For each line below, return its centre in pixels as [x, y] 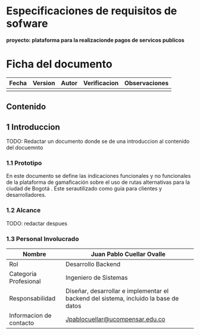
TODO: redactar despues [37, 223]
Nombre [35, 254]
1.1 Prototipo [24, 163]
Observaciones [146, 83]
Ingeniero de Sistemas [96, 277]
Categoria [23, 274]
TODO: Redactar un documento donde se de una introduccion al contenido [98, 142]
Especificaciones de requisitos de [92, 11]
